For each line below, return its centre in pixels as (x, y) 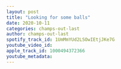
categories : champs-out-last (43, 28)
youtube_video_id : (29, 46)
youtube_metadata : (29, 56)
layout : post (23, 12)
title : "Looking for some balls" (48, 17)
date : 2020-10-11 (28, 23)
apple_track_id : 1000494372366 (46, 51)
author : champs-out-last (38, 34)
